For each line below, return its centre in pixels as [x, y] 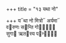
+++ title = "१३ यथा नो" [32, 9]
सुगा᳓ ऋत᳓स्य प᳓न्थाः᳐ [32, 34]
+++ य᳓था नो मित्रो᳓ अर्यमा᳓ [33, 21]
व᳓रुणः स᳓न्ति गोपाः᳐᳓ [31, 27]
